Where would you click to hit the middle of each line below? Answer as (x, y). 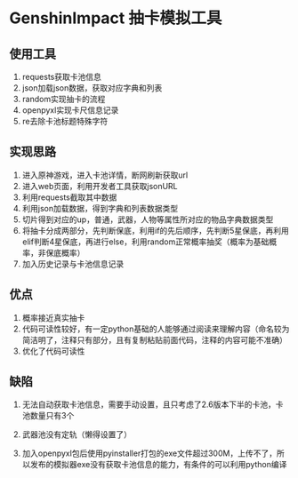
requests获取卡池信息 (62, 77)
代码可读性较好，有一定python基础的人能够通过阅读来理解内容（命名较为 (156, 329)
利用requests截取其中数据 (69, 197)
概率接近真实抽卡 (53, 317)
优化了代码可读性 (53, 351)
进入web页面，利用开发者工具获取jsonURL (100, 186)
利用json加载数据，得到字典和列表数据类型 (100, 208)
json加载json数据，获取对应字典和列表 (92, 88)
